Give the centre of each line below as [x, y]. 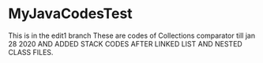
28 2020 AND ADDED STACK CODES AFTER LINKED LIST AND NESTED [125, 43]
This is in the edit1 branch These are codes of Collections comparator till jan [131, 35]
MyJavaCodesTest [70, 14]
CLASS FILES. [31, 52]
